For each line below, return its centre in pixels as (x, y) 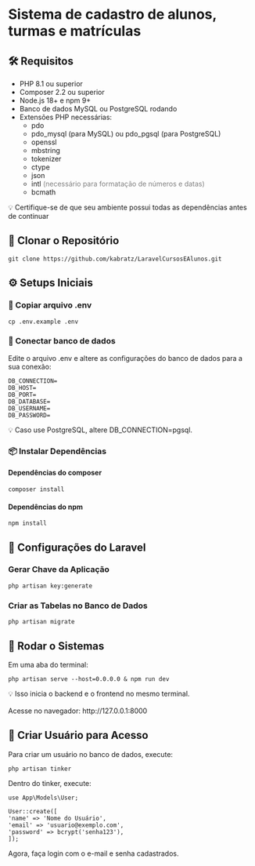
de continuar (29, 216)
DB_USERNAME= (29, 408)
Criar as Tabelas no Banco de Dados (78, 606)
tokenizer (46, 159)
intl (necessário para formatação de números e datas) (118, 184)
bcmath (43, 192)
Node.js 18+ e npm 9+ (55, 100)
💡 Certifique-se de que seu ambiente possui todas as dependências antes (128, 207)
